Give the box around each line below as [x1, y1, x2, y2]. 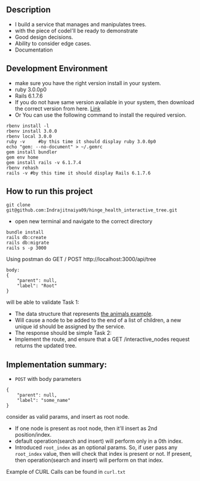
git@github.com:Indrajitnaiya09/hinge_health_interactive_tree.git [6, 207, 178, 213]
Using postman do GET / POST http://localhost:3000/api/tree [6, 256, 156, 263]
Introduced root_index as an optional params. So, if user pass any [14, 444, 178, 451]
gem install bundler [6, 149, 58, 155]
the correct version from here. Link [14, 105, 101, 112]
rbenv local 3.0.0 [6, 133, 52, 140]
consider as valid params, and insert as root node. [6, 413, 130, 421]
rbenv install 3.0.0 [6, 128, 58, 134]
